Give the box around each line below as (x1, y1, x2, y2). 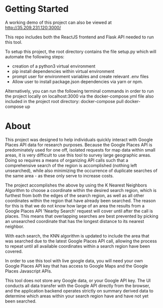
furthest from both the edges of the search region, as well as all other (5, 192, 145, 198)
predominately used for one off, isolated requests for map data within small (5, 147, 156, 153)
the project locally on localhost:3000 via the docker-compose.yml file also (5, 93, 154, 99)
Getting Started (5, 3, 69, 15)
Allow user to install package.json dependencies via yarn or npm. (12, 79, 143, 85)
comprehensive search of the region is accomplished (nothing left (5, 162, 137, 168)
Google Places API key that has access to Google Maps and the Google (5, 263, 148, 269)
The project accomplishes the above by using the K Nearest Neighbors (5, 182, 147, 188)
